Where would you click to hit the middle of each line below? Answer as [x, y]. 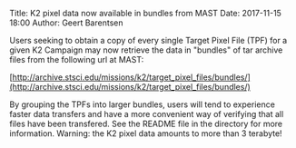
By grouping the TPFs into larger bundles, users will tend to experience [142, 104]
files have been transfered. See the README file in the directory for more [146, 123]
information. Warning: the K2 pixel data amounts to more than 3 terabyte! [146, 133]
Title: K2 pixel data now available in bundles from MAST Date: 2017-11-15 [145, 13]
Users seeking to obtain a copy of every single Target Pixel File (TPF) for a [148, 40]
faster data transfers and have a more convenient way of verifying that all [147, 114]
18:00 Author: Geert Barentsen [66, 23]
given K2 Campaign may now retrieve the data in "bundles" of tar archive [146, 50]
